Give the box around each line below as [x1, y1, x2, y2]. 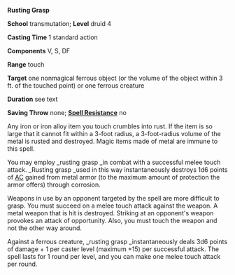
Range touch [7, 60, 45, 69]
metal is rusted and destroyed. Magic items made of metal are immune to [7, 137, 218, 145]
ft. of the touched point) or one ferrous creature [7, 81, 145, 90]
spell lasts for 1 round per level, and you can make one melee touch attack [7, 253, 221, 260]
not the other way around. [7, 224, 83, 232]
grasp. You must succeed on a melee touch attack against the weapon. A [7, 201, 218, 210]
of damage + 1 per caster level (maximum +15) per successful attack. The [7, 245, 219, 253]
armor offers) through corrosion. [7, 180, 101, 189]
